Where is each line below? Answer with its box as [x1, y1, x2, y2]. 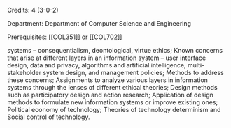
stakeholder [7, 69, 42, 77]
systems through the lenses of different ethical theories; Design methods [7, 83, 218, 91]
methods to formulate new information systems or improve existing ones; [7, 98, 218, 106]
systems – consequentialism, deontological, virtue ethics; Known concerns [7, 47, 223, 54]
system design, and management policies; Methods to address [43, 69, 224, 77]
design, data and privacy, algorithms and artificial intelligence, [7, 61, 187, 69]
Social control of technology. [7, 113, 90, 121]
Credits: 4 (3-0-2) [7, 6, 59, 14]
